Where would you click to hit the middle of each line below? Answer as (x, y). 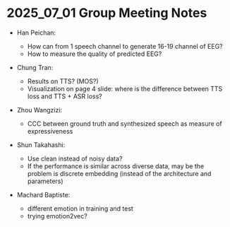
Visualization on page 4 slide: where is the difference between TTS (125, 88)
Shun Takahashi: (41, 145)
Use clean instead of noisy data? (75, 158)
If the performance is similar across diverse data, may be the (116, 166)
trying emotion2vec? (57, 216)
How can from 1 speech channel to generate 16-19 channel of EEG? (125, 46)
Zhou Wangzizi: (40, 110)
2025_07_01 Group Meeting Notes (107, 13)
